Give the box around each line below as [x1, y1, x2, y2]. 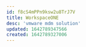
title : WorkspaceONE [6, 15, 60, 21]
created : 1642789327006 [6, 32, 68, 38]
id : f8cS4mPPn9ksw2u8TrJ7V [6, 9, 76, 15]
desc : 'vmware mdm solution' [6, 20, 81, 26]
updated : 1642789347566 [6, 26, 68, 32]
